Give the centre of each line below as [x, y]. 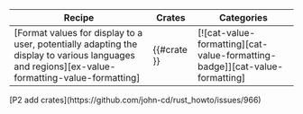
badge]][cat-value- [241, 66]
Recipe [79, 18]
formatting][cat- [233, 44]
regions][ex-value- [74, 66]
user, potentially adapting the [76, 44]
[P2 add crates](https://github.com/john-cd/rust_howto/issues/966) [135, 100]
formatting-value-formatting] [77, 78]
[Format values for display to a [78, 33]
